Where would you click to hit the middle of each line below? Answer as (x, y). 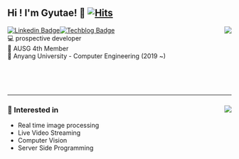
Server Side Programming (55, 148)
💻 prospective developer (44, 38)
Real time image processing (58, 126)
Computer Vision (42, 141)
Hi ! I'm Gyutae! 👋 (47, 13)
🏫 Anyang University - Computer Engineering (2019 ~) (86, 56)
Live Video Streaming (49, 133)
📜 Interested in (33, 109)
